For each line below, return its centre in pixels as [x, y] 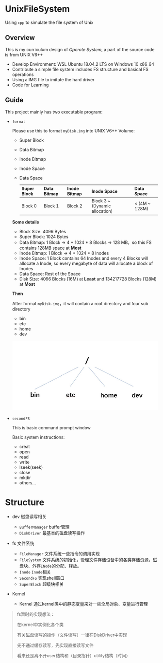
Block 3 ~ [101, 201]
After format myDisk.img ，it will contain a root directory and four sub [80, 303]
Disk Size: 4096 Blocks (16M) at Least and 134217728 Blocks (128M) [88, 279]
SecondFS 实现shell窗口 [42, 578]
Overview [20, 38]
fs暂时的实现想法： [36, 614]
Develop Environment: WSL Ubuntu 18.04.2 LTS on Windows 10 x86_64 [83, 64]
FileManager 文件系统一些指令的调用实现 [60, 554]
